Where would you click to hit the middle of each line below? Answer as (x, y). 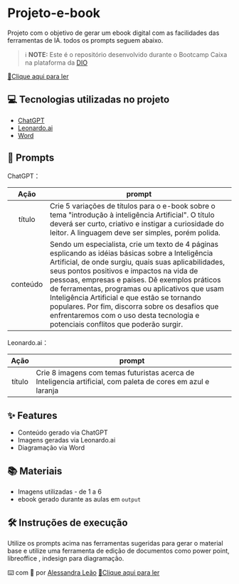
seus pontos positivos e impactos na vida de (124, 270)
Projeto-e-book (54, 13)
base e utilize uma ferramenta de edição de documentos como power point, (118, 551)
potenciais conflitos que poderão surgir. (116, 324)
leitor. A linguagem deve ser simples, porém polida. (135, 233)
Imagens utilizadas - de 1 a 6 (59, 492)
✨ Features (32, 415)
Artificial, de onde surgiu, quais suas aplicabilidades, (137, 262)
